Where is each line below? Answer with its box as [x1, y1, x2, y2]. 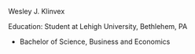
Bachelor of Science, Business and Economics [19, 37, 171, 46]
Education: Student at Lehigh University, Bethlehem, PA [8, 22, 188, 31]
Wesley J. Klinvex [8, 7, 65, 16]
